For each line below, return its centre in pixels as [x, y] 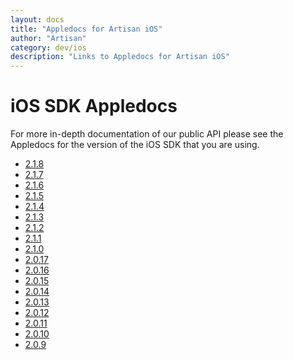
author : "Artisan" [48, 38]
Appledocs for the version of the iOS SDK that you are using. [135, 145]
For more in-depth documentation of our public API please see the [147, 134]
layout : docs [37, 19]
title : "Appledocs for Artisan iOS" [86, 29]
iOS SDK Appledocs [94, 106]
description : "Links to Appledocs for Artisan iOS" [120, 57]
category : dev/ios [48, 47]
